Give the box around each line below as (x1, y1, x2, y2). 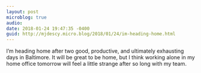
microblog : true (6, 14, 47, 20)
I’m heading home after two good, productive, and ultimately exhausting (6, 47, 184, 54)
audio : (6, 20, 23, 26)
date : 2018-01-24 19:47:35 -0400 (6, 25, 90, 32)
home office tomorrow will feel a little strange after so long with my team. (6, 60, 187, 68)
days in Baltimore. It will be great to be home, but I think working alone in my (6, 54, 195, 61)
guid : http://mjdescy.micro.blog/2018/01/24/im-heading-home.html (6, 31, 176, 37)
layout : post (6, 8, 39, 15)
